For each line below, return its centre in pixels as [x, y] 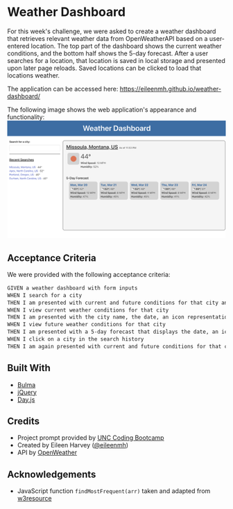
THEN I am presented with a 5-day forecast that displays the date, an [113, 332]
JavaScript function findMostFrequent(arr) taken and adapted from [114, 491]
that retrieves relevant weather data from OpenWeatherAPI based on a [107, 38]
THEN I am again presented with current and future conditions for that [114, 346]
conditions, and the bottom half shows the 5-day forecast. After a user [108, 53]
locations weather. [34, 75]
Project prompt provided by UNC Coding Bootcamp [90, 438]
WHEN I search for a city [44, 295]
